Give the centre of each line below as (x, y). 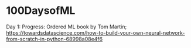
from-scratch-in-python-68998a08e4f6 (54, 39)
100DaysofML (41, 11)
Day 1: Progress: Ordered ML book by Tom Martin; (66, 27)
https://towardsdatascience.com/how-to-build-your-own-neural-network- (95, 32)
